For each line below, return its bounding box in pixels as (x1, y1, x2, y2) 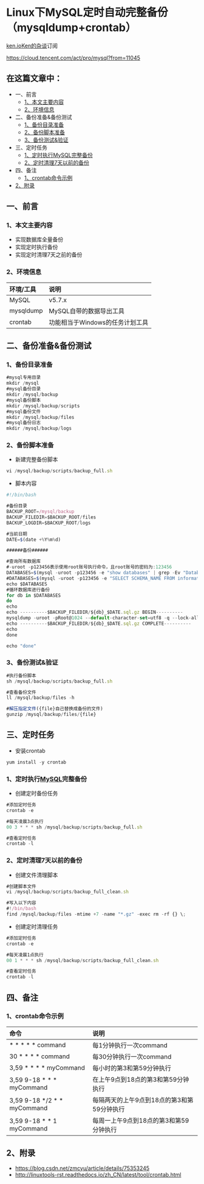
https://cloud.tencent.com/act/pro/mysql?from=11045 (6, 54, 141, 61)
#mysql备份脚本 (6, 397, 41, 403)
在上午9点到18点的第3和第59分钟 (92, 1075, 189, 1084)
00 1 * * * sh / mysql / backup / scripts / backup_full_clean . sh (6, 957, 159, 963)
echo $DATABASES (6, 581, 47, 587)
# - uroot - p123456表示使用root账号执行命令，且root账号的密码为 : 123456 (6, 564, 172, 570)
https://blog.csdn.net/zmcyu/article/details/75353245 (15, 1165, 150, 1172)
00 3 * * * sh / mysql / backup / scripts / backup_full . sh (6, 824, 143, 830)
